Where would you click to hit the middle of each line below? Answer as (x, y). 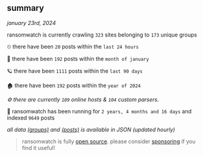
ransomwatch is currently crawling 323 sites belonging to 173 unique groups (102, 35)
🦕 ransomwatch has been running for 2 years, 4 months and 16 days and (99, 111)
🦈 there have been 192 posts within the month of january (78, 58)
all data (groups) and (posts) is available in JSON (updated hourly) (91, 129)
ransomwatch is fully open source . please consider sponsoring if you (109, 141)
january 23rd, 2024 (31, 23)
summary (26, 8)
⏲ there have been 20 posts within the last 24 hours (73, 46)
